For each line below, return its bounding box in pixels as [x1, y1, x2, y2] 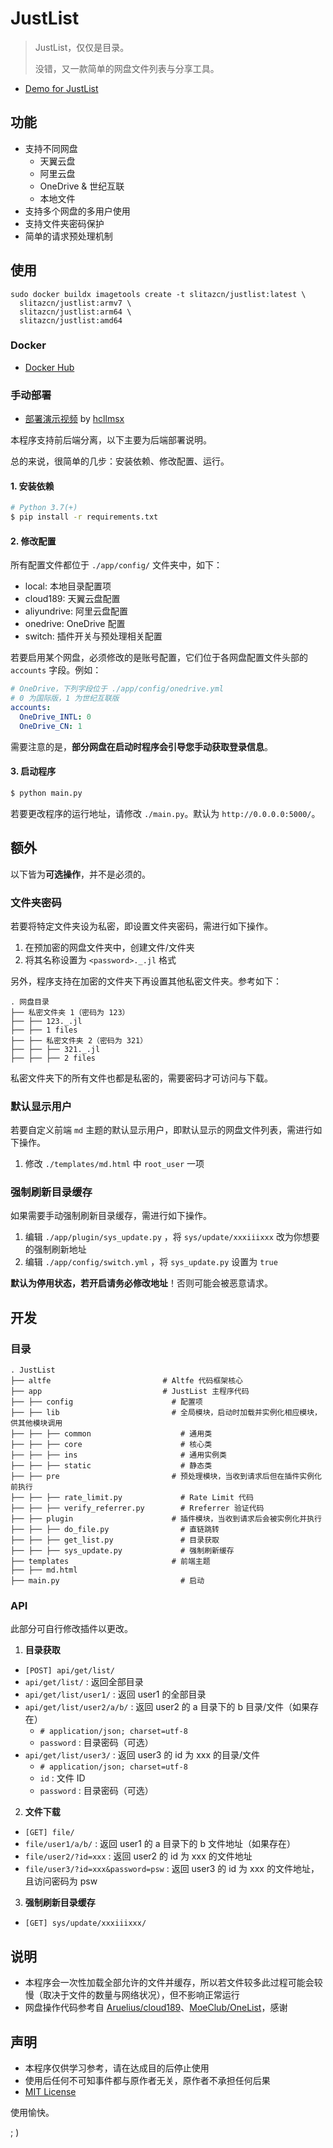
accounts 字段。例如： [10, 664, 102, 676]
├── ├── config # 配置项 [10, 1397, 203, 1407]
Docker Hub [24, 361, 75, 373]
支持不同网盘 [24, 142, 78, 154]
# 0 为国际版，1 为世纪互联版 [10, 693, 120, 704]
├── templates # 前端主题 [10, 1557, 211, 1567]
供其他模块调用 [10, 1418, 63, 1429]
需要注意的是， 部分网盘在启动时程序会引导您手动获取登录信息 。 [10, 740, 273, 752]
